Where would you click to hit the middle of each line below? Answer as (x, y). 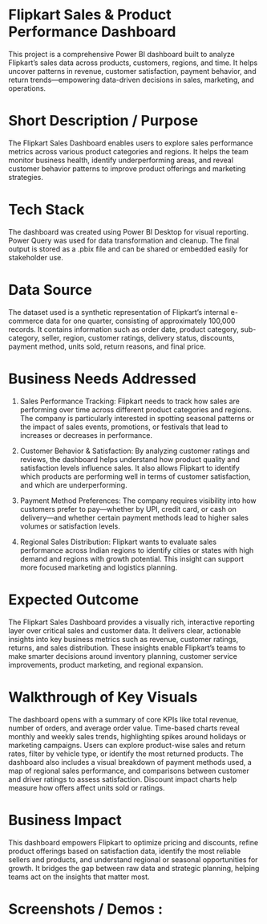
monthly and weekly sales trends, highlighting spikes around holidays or (127, 736)
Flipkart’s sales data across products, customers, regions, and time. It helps (133, 63)
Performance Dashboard (92, 32)
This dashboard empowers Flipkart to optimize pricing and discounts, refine (133, 842)
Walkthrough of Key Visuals (103, 697)
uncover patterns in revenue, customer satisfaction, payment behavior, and (132, 71)
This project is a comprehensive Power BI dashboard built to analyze (121, 54)
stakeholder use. (36, 257)
